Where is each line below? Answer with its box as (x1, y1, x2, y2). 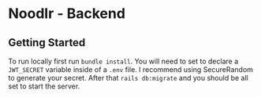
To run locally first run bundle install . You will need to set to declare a (8, 56, 239, 66)
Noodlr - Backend (8, 5, 126, 23)
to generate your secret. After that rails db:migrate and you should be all (8, 74, 248, 82)
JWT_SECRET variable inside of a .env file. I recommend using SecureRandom (8, 65, 254, 74)
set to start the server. (8, 81, 80, 91)
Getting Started (8, 36, 86, 49)
